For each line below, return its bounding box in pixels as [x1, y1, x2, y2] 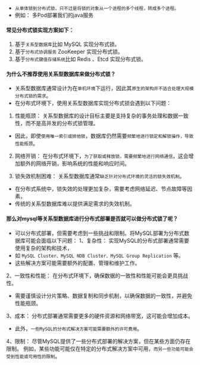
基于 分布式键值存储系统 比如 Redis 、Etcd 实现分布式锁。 [14, 55, 147, 63]
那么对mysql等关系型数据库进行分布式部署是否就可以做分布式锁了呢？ [6, 215, 179, 222]
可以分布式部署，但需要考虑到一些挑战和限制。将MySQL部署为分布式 [14, 229, 185, 237]
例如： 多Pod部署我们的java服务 [14, 11, 94, 18]
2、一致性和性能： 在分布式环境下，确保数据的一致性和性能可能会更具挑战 [6, 272, 189, 279]
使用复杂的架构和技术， [14, 244, 73, 252]
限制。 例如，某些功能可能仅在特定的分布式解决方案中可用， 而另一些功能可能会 [6, 345, 193, 352]
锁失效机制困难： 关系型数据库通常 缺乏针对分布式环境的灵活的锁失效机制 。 [14, 172, 185, 180]
